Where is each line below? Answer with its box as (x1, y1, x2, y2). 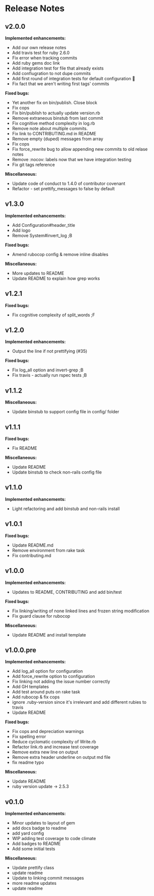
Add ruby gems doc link (12, 60, 60, 66)
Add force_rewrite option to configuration (12, 674, 95, 679)
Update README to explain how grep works (12, 275, 100, 281)
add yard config (12, 830, 44, 836)
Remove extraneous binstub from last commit (12, 115, 103, 121)
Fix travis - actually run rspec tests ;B (12, 372, 87, 378)
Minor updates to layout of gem (12, 820, 75, 826)
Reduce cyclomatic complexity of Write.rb (12, 739, 96, 745)
